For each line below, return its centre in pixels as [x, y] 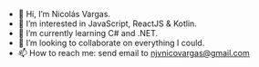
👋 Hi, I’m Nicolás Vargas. [64, 14]
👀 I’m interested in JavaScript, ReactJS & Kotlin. [108, 24]
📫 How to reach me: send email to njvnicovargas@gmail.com [134, 53]
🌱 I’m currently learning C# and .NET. [88, 33]
